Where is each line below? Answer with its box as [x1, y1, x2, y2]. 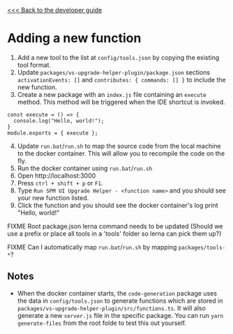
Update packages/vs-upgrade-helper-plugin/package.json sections [17, 68, 211, 76]
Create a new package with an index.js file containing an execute [17, 90, 207, 98]
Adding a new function [7, 31, 142, 46]
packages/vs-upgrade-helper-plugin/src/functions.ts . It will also [17, 303, 206, 312]
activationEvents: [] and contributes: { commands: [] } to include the [17, 75, 226, 84]
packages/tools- [178, 244, 225, 251]
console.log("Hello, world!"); [13, 117, 105, 124]
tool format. [17, 61, 51, 69]
